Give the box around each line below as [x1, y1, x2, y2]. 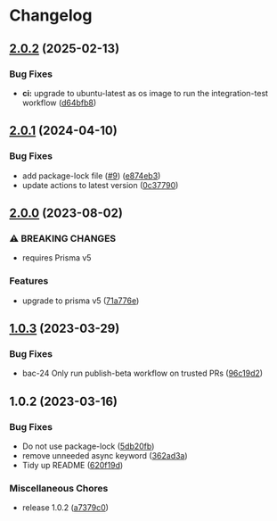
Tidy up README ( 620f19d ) [21, 459, 124, 470]
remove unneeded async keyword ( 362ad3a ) [21, 450, 189, 460]
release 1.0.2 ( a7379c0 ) [21, 502, 110, 513]
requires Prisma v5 [21, 252, 92, 263]
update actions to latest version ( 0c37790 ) [21, 179, 179, 190]
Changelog [9, 5, 93, 26]
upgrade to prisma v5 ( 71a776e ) [21, 295, 140, 306]
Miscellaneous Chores [9, 482, 109, 494]
